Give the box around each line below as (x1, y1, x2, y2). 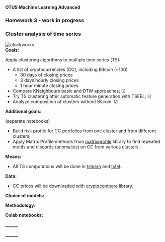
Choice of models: (5, 193, 44, 199)
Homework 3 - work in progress (5, 17, 85, 24)
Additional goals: (5, 108, 42, 115)
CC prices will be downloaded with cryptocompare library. (12, 183, 133, 189)
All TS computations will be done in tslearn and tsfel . (12, 164, 122, 170)
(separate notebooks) (5, 118, 50, 124)
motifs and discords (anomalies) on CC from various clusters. (12, 144, 140, 150)
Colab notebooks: (5, 212, 44, 218)
